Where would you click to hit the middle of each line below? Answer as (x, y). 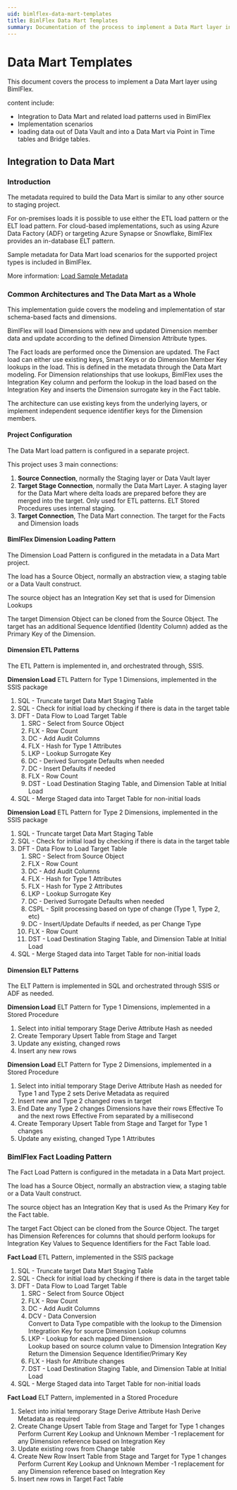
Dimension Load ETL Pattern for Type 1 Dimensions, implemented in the (112, 679)
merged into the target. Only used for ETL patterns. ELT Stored (108, 501)
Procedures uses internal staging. (66, 508)
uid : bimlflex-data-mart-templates (60, 14)
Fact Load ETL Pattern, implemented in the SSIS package (91, 1257)
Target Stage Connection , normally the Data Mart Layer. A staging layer (122, 485)
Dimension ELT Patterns (43, 970)
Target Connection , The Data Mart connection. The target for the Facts (121, 516)
